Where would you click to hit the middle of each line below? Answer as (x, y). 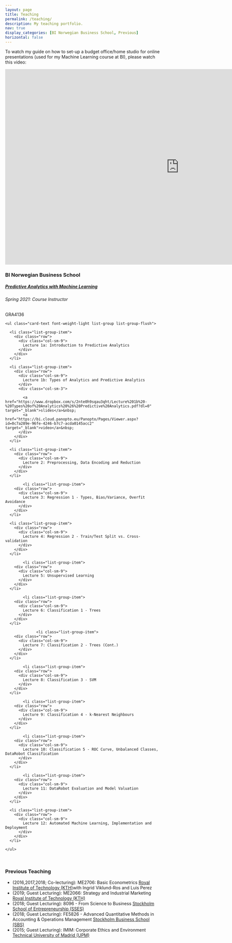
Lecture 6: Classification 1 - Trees (62, 611)
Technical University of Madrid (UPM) (51, 935)
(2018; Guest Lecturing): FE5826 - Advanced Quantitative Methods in (83, 914)
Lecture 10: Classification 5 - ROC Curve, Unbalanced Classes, (91, 750)
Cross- (134, 537)
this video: (16, 62)
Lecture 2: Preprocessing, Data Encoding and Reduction (82, 463)
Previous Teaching (28, 871)
